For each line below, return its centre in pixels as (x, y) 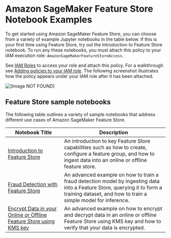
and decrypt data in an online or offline (110, 215)
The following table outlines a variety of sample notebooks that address (80, 114)
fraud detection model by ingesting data (112, 181)
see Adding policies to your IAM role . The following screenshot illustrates (82, 71)
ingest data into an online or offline (105, 160)
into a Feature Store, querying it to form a (113, 188)
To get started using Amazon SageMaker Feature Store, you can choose (81, 34)
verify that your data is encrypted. (104, 227)
